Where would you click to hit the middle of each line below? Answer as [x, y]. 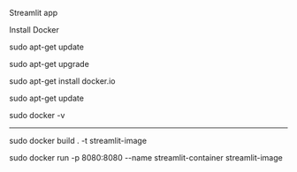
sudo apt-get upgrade [49, 64]
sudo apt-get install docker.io [63, 81]
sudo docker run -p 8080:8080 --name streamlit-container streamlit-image [146, 157]
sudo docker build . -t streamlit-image [78, 141]
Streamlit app [34, 13]
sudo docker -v [37, 115]
